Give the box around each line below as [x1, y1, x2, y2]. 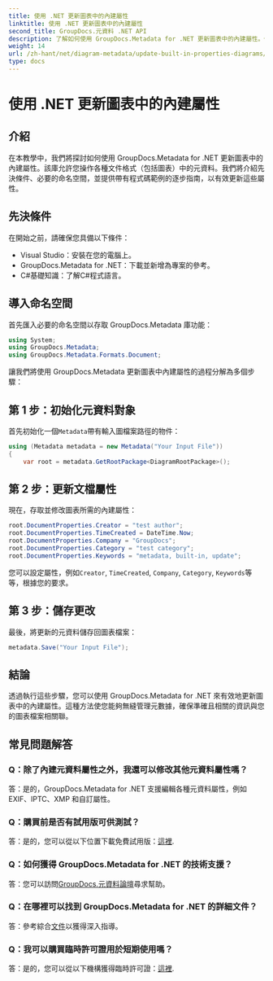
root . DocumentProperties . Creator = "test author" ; [8, 522, 184, 530]
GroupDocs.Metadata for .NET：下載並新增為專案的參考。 [19, 260, 215, 269]
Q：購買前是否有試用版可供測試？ [8, 816, 141, 827]
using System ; [8, 335, 57, 344]
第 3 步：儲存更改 [8, 604, 96, 618]
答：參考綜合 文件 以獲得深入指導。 [8, 921, 123, 931]
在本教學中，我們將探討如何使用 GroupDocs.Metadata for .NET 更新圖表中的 [8, 152, 264, 163]
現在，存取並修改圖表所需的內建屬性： [8, 506, 136, 515]
